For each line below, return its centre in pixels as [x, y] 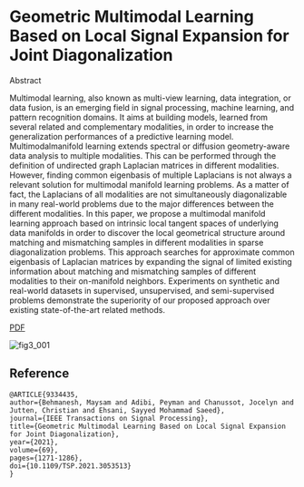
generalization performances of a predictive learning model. [122, 136]
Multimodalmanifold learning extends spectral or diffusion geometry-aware [150, 146]
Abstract [25, 80]
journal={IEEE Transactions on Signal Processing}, [109, 418]
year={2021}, [34, 442]
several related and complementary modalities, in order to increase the [142, 127]
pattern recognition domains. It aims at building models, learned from [139, 117]
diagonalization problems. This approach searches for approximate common [152, 252]
